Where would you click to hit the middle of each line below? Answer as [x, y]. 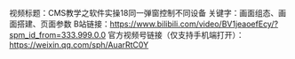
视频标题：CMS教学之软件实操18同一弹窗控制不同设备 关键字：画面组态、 [144, 13]
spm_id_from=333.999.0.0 [58, 35]
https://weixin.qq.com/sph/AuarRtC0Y [79, 45]
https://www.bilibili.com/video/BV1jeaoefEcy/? [194, 24]
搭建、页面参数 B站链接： [64, 24]
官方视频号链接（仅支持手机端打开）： [176, 35]
